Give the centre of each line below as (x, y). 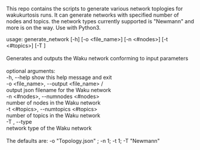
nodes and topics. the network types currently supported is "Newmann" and (100, 21)
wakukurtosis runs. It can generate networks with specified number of (93, 15)
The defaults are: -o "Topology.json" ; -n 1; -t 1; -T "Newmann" (83, 141)
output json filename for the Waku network (59, 90)
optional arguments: (31, 71)
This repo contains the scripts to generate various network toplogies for (95, 9)
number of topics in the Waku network (53, 115)
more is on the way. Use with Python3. (53, 27)
